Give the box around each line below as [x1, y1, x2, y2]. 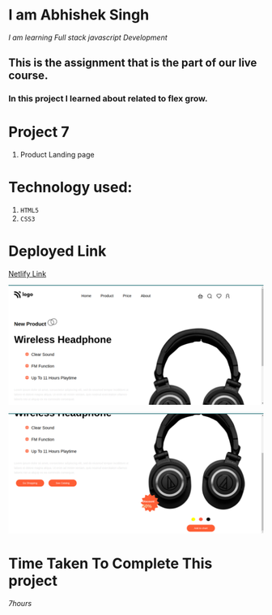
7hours [8, 598, 32, 608]
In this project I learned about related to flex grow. [8, 93, 208, 105]
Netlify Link [8, 269, 47, 279]
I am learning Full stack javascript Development [8, 32, 168, 42]
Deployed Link [8, 242, 107, 260]
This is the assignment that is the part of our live [8, 56, 257, 70]
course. [8, 69, 49, 83]
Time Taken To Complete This [8, 554, 213, 573]
